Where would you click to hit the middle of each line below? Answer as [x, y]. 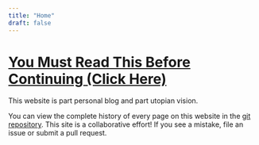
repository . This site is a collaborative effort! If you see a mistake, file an [126, 124]
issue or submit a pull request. [58, 133]
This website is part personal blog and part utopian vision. [103, 101]
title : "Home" [32, 15]
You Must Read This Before [99, 62]
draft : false [30, 23]
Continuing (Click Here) [87, 79]
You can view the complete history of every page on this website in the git [129, 116]
